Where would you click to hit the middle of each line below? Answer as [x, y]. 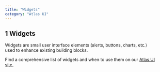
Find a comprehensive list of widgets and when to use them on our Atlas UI [80, 60]
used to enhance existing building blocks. [47, 50]
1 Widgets [20, 34]
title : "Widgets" [23, 9]
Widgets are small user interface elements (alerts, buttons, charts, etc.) [76, 45]
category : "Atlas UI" [27, 14]
